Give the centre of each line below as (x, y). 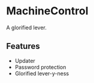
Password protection (40, 67)
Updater (25, 60)
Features (23, 46)
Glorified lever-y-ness (42, 73)
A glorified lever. (26, 27)
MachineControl (47, 11)
